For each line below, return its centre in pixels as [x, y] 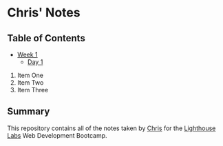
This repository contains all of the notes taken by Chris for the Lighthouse [111, 128]
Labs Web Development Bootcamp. [57, 135]
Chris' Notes [44, 13]
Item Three [33, 90]
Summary [29, 112]
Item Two [30, 83]
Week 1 [27, 54]
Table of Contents [46, 38]
